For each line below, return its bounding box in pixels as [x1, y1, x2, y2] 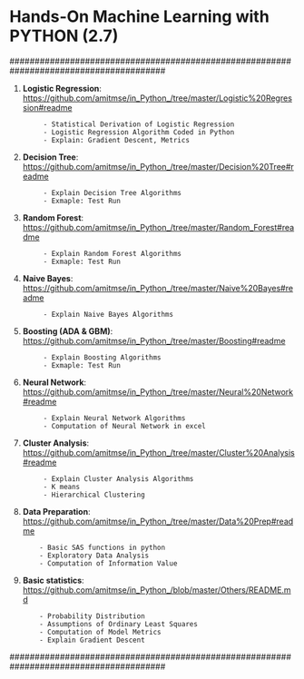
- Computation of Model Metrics [39, 627, 162, 636]
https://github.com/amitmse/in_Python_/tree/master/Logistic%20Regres [22, 93, 293, 103]
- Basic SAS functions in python [39, 543, 166, 552]
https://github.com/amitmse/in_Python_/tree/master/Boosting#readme [22, 335, 286, 346]
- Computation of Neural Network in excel [43, 421, 206, 430]
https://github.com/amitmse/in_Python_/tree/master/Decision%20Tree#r [22, 161, 295, 172]
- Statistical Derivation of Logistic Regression [43, 120, 235, 129]
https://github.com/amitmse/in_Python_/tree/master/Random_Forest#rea [22, 221, 295, 232]
